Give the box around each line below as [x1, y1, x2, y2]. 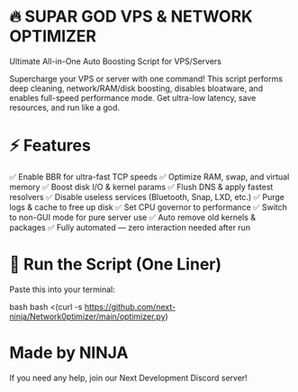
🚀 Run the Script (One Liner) [9, 254, 222, 275]
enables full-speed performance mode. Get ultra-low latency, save [9, 92, 257, 103]
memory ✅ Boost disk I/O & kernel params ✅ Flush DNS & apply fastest [9, 181, 274, 192]
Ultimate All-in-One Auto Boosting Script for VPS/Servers [9, 56, 222, 67]
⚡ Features [9, 135, 92, 156]
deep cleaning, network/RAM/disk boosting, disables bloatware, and [9, 83, 264, 94]
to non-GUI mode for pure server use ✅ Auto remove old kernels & [9, 212, 257, 223]
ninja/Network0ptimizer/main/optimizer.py [9, 311, 166, 322]
